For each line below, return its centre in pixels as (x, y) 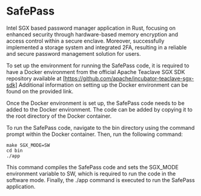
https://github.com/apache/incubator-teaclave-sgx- (129, 78)
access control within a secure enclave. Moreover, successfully (85, 41)
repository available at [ (36, 78)
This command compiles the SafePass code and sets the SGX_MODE (92, 167)
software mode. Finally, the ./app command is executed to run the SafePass (100, 180)
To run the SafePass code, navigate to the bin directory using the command (100, 127)
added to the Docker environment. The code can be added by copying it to (99, 109)
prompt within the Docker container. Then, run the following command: (95, 134)
